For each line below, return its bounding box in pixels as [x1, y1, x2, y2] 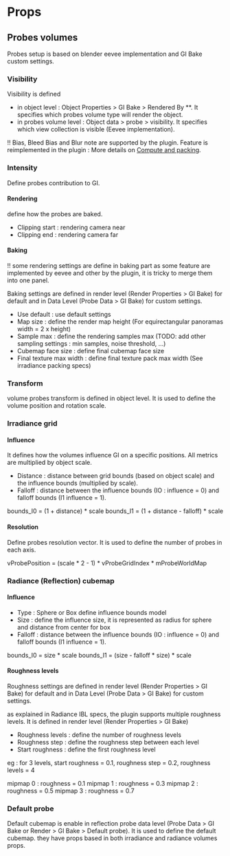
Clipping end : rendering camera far [16, 230, 119, 238]
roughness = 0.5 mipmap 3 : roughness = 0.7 [7, 786, 135, 795]
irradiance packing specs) [16, 362, 91, 369]
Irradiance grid [7, 419, 58, 428]
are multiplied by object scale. [7, 459, 93, 467]
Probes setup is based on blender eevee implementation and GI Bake [7, 50, 203, 58]
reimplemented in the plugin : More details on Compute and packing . [7, 146, 201, 154]
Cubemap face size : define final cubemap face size [16, 347, 165, 355]
